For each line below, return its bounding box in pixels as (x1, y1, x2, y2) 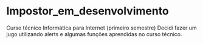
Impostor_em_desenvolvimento (6, 4, 169, 18)
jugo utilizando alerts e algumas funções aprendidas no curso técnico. (6, 30, 182, 37)
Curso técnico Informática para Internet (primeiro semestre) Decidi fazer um (6, 24, 198, 31)
